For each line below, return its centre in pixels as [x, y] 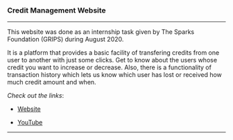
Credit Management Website [57, 10]
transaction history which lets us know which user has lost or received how [114, 75]
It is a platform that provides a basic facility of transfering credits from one [113, 53]
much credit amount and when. [52, 82]
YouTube [30, 123]
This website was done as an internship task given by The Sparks [101, 32]
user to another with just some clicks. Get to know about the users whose [112, 60]
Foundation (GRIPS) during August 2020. [66, 40]
